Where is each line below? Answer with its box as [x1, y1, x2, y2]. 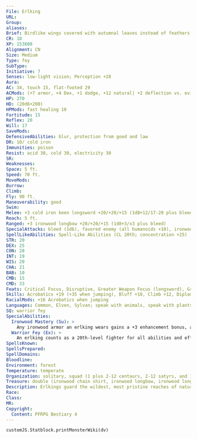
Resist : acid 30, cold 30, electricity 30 [6, 150, 111, 156]
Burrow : [6, 183, 25, 188]
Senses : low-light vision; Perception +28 [6, 74, 111, 80]
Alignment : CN [6, 47, 41, 53]
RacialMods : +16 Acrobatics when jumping [6, 297, 109, 303]
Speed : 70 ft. [6, 172, 41, 178]
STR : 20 [6, 237, 25, 243]
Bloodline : [6, 356, 33, 363]
